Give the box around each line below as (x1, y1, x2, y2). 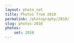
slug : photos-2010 (5, 21, 43, 26)
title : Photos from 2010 (5, 12, 56, 17)
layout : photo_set (5, 7, 43, 12)
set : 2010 (14, 30, 35, 35)
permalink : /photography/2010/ (5, 16, 70, 21)
